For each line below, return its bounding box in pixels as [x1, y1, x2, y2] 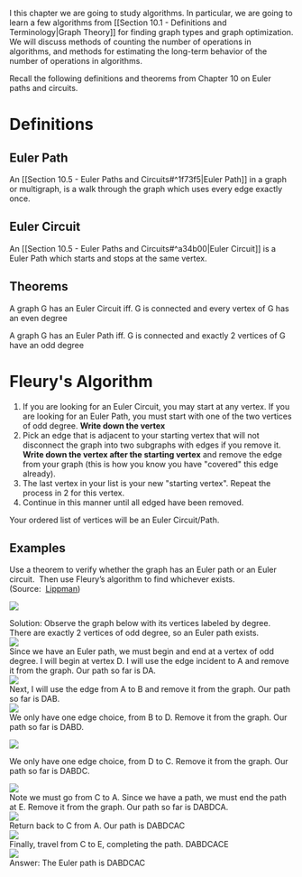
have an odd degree [9, 339, 84, 350]
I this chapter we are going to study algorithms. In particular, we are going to [9, 8, 293, 18]
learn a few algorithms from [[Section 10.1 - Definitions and [9, 17, 227, 28]
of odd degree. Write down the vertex [22, 420, 166, 431]
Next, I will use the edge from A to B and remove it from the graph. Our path [9, 684, 291, 695]
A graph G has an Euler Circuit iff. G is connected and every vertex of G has [9, 302, 290, 314]
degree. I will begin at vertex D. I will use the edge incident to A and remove [9, 656, 290, 667]
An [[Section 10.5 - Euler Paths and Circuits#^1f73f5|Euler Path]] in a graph [9, 174, 287, 184]
